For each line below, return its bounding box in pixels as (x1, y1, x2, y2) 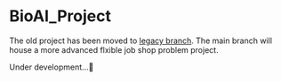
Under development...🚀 (9, 62, 94, 72)
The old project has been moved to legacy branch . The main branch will (9, 35, 273, 46)
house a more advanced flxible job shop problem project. (9, 44, 220, 55)
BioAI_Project (9, 6, 111, 26)
